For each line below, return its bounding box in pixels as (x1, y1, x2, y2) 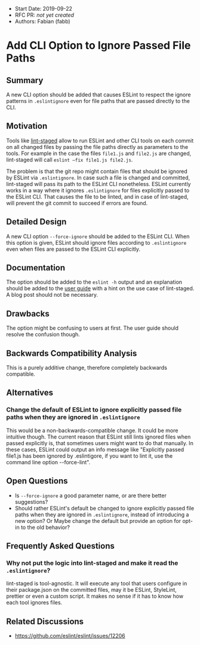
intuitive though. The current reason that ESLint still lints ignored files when (6, 433, 191, 440)
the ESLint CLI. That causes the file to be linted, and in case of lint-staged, (6, 193, 189, 200)
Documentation (6, 263, 66, 273)
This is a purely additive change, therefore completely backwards (6, 364, 167, 372)
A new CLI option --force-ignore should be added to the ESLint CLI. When (6, 233, 190, 240)
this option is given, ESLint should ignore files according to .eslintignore (6, 239, 187, 246)
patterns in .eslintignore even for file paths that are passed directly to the (6, 98, 190, 104)
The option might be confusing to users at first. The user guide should (6, 324, 179, 331)
